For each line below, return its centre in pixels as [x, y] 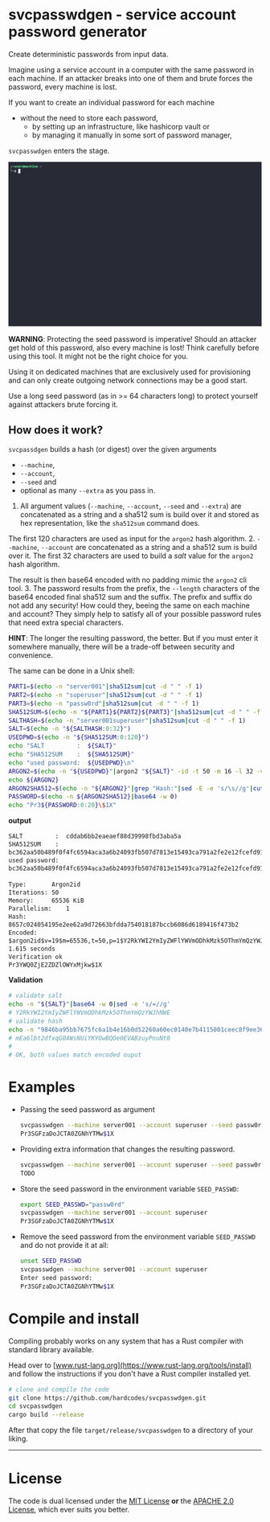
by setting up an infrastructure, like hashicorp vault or [121, 126]
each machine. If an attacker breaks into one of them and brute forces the [131, 78]
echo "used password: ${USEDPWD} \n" [72, 763]
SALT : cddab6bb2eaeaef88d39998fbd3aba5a [95, 837]
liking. [18, 1439]
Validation [26, 980]
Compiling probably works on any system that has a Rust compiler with [126, 1341]
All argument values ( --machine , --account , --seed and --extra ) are [131, 506]
